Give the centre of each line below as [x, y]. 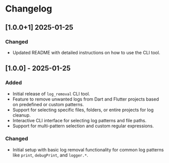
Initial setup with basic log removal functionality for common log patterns [88, 149]
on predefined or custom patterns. [48, 104]
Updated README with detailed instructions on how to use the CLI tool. [86, 52]
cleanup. [22, 115]
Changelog [29, 9]
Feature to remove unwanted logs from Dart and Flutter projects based [86, 99]
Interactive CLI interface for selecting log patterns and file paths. [79, 120]
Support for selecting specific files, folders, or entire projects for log [83, 110]
